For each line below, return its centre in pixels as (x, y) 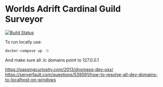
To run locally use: (24, 42)
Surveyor (24, 19)
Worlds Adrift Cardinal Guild (63, 9)
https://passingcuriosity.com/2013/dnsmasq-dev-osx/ (59, 69)
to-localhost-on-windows (31, 80)
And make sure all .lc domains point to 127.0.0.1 (52, 60)
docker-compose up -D (27, 51)
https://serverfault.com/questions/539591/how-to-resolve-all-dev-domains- (81, 74)
